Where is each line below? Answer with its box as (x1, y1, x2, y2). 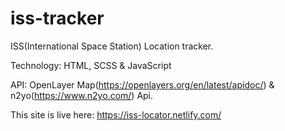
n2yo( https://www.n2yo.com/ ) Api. (10, 89, 154, 101)
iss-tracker (10, 7, 105, 30)
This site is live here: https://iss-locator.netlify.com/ (10, 108, 222, 121)
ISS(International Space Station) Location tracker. (10, 40, 214, 52)
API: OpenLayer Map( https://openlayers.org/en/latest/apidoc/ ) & (10, 78, 275, 91)
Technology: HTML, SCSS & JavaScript (10, 59, 172, 71)
